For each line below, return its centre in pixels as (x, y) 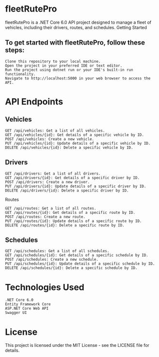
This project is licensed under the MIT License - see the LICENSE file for (77, 345)
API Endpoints (34, 101)
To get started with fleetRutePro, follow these (75, 43)
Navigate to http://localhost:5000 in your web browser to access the (78, 78)
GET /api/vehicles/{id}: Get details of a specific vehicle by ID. (75, 135)
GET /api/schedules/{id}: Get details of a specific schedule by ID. (77, 255)
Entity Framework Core (28, 304)
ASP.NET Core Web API (27, 309)
